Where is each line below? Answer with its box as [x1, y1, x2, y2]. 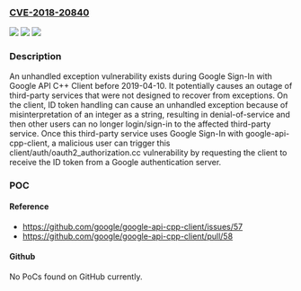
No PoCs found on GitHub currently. [9, 271, 143, 282]
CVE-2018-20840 [9, 6, 90, 19]
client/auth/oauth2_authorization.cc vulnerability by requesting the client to [9, 146, 288, 158]
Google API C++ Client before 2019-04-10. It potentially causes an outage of [9, 80, 293, 91]
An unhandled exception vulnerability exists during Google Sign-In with [9, 70, 272, 82]
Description [9, 50, 62, 63]
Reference [9, 201, 49, 212]
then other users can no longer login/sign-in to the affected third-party [9, 119, 271, 129]
